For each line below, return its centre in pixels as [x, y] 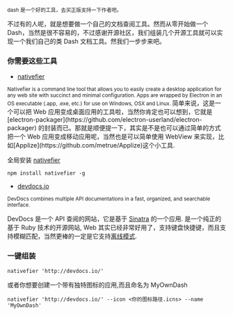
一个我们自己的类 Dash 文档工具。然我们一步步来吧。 [89, 41]
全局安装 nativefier [34, 160]
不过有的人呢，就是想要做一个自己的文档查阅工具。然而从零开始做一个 [108, 24]
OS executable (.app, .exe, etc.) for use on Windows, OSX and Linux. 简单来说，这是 [111, 103]
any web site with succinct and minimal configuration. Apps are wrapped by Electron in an [115, 95]
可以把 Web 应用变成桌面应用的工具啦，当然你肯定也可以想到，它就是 [113, 112]
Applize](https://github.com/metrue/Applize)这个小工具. [95, 145]
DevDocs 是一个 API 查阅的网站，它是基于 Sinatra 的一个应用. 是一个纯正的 [114, 219]
